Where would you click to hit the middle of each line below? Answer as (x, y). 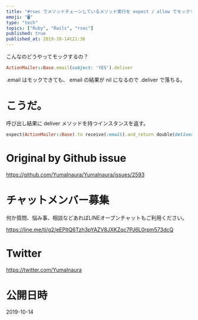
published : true (26, 34)
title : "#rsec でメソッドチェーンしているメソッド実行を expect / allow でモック (98, 12)
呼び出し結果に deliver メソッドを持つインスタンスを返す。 (77, 123)
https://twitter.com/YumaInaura (44, 270)
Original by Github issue (66, 158)
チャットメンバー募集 (58, 200)
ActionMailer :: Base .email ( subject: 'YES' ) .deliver (70, 68)
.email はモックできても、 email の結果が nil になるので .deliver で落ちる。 (96, 80)
